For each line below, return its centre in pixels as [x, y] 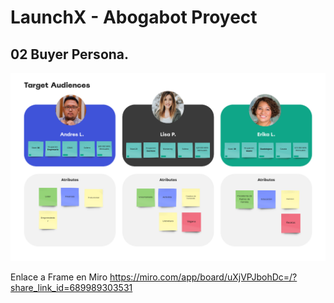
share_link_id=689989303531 [71, 288]
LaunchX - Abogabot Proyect [134, 17]
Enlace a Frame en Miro [59, 277]
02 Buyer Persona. [70, 54]
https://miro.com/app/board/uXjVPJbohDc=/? [203, 277]
